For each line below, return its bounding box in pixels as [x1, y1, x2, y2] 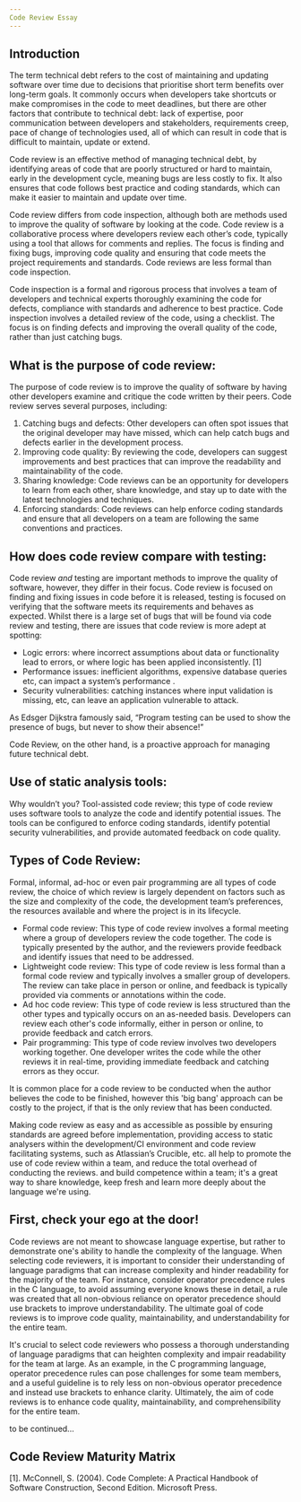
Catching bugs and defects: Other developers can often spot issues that [21, 418, 289, 429]
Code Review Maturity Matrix [9, 1449, 176, 1464]
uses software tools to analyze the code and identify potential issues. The [9, 808, 282, 819]
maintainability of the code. [21, 465, 124, 476]
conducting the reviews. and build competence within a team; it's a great [9, 1167, 279, 1177]
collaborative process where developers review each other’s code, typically [9, 229, 288, 239]
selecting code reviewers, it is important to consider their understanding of [9, 1255, 285, 1265]
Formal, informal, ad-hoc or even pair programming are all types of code [9, 876, 277, 888]
